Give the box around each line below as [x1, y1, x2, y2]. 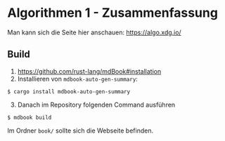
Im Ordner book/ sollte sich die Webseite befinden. [7, 126, 153, 135]
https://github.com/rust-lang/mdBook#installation [17, 67, 162, 75]
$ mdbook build [7, 114, 52, 121]
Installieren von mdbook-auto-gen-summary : [17, 74, 139, 83]
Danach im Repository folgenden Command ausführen [17, 100, 176, 109]
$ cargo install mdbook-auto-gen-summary [7, 88, 131, 95]
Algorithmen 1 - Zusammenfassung [7, 5, 218, 21]
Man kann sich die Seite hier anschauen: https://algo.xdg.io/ [7, 28, 181, 36]
